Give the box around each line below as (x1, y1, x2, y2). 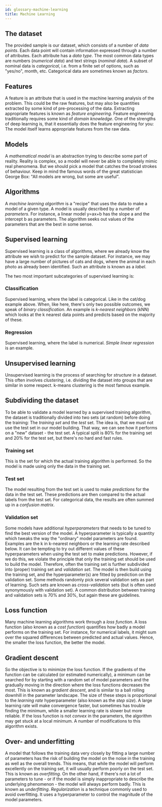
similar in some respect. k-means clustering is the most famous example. (5, 382, 151, 388)
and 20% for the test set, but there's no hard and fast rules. (5, 435, 123, 441)
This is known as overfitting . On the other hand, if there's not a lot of (5, 771, 141, 777)
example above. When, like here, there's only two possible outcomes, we (5, 301, 150, 307)
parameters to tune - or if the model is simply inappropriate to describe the (5, 776, 154, 782)
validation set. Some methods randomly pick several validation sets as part (5, 576, 154, 582)
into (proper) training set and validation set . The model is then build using (5, 566, 151, 572)
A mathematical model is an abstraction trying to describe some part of (5, 153, 147, 159)
